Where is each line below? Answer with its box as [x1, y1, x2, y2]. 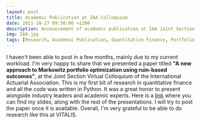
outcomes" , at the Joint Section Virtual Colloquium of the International [6, 73, 182, 80]
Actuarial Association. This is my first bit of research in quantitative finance [6, 79, 193, 86]
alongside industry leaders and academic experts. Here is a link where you [6, 92, 191, 99]
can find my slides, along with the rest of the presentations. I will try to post [6, 98, 193, 106]
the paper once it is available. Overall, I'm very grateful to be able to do [6, 105, 182, 112]
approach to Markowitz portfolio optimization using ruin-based [6, 66, 167, 73]
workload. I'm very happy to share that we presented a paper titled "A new [6, 60, 191, 67]
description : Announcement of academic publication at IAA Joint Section [6, 25, 196, 32]
